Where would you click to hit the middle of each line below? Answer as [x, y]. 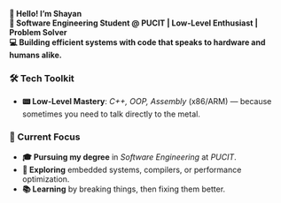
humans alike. [35, 55]
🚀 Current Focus [45, 137]
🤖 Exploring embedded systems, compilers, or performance [132, 169]
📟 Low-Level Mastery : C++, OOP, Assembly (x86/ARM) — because [147, 101]
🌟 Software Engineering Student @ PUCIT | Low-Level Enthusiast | [134, 23]
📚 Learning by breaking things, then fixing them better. [124, 189]
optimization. [46, 179]
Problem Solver [38, 32]
